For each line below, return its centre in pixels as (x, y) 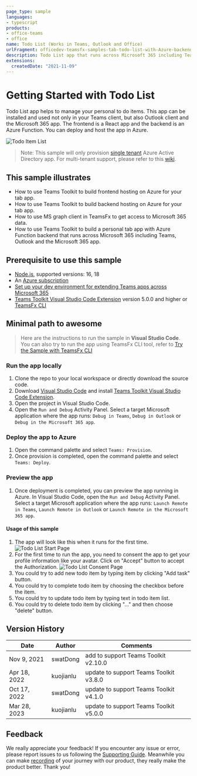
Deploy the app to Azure (41, 437)
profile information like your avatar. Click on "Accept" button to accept (99, 561)
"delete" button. (34, 610)
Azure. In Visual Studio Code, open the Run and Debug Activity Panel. (97, 497)
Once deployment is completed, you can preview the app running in (96, 490)
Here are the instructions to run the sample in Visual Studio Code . (100, 338)
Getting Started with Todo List (81, 95)
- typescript (22, 22)
